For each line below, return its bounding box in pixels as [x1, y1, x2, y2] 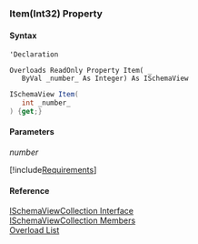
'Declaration [9, 50, 59, 59]
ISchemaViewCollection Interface [9, 206, 134, 217]
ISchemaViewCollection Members [9, 215, 136, 226]
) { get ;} [9, 107, 43, 116]
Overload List [9, 225, 60, 236]
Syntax [9, 30, 37, 41]
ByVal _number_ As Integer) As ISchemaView [21, 74, 189, 84]
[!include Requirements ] [9, 164, 97, 175]
